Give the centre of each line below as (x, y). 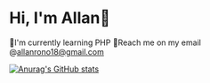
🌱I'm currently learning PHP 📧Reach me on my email (105, 42)
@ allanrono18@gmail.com (57, 51)
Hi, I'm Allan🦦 (60, 18)
